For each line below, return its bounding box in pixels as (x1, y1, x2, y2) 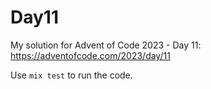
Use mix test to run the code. (10, 69, 133, 81)
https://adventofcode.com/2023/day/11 (10, 49, 171, 61)
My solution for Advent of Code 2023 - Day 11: (10, 39, 202, 51)
